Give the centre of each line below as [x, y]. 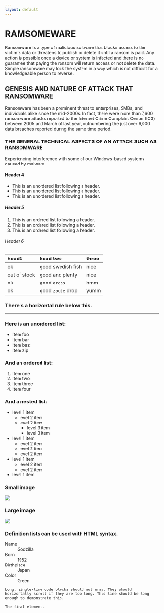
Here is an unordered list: [36, 324]
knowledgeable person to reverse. [40, 73]
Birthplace [15, 565]
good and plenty [59, 275]
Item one [21, 373]
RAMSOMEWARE [41, 34]
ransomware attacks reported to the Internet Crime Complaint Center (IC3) [80, 118]
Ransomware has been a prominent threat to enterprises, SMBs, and [74, 108]
